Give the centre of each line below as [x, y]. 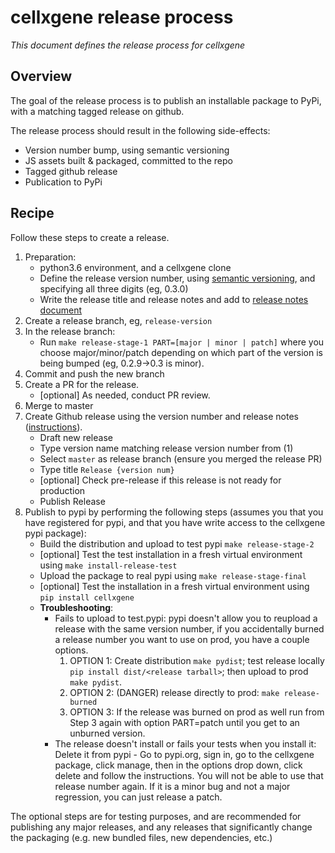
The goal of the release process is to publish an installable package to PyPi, [166, 100]
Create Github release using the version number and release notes [162, 416]
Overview [41, 76]
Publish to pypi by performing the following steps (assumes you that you [174, 512]
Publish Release [72, 501]
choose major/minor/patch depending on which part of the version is [181, 352]
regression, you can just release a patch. [138, 797]
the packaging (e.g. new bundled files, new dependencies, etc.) [141, 837]
